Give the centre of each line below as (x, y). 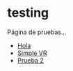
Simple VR (32, 53)
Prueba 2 (30, 60)
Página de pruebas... (37, 32)
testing (28, 13)
